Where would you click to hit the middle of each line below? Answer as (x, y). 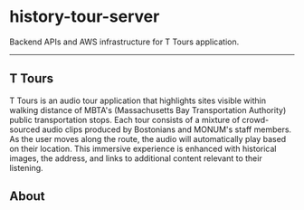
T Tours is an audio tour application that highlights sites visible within (138, 100)
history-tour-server (85, 17)
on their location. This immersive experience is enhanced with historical (143, 148)
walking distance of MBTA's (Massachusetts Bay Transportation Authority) (148, 110)
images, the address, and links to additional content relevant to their (136, 158)
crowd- (256, 119)
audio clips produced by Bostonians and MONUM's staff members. (167, 129)
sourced (25, 129)
